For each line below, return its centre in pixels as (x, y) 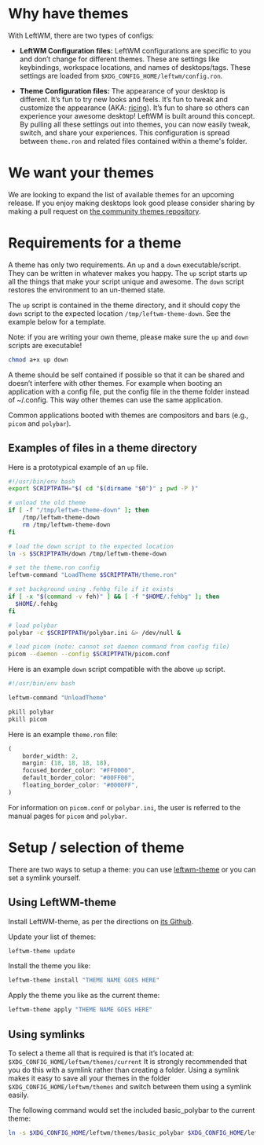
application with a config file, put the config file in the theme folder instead (129, 391)
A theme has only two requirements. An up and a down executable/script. (125, 265)
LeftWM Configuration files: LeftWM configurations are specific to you (135, 50)
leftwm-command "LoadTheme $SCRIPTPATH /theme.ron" (93, 575)
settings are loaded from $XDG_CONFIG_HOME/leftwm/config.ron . (121, 75)
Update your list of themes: (52, 937)
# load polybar (33, 626)
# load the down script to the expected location (91, 546)
